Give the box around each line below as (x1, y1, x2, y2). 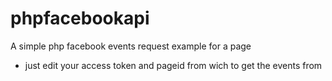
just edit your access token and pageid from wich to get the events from (24, 59, 323, 71)
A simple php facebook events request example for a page (10, 40, 252, 52)
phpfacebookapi (10, 7, 150, 30)
